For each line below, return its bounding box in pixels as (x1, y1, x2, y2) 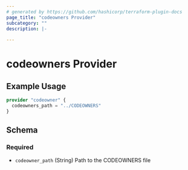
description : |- (6, 25, 47, 32)
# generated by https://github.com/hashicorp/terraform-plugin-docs (6, 8, 183, 15)
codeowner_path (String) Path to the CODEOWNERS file (15, 157, 151, 164)
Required (6, 143, 34, 151)
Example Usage (6, 81, 66, 91)
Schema (6, 125, 38, 136)
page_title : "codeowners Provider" (6, 14, 96, 20)
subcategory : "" (6, 20, 47, 26)
